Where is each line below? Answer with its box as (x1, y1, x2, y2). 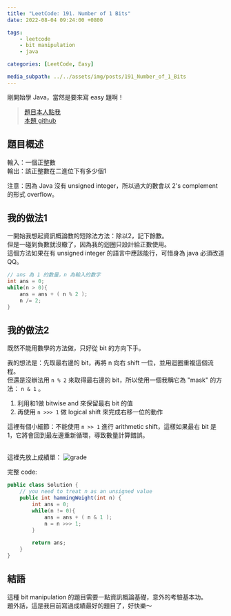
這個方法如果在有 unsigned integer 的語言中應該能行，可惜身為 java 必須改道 (7, 249, 225, 258)
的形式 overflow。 (7, 190, 59, 198)
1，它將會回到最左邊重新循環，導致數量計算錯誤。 (7, 431, 149, 439)
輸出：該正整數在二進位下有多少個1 (7, 166, 107, 175)
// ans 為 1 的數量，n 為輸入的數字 (7, 271, 101, 278)
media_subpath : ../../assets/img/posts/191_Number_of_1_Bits (7, 73, 187, 80)
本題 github (23, 116, 57, 124)
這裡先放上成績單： (7, 453, 62, 461)
